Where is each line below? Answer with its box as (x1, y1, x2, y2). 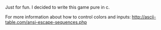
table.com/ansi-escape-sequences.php (5, 19, 87, 25)
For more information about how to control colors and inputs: (5, 14, 131, 19)
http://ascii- (132, 14, 156, 19)
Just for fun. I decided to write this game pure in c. (5, 4, 110, 10)
